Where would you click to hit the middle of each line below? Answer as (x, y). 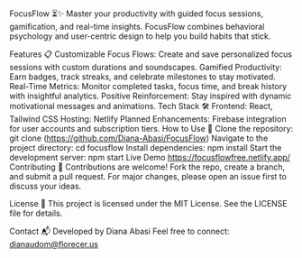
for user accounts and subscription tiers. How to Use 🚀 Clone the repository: (151, 129)
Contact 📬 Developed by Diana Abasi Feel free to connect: (119, 231)
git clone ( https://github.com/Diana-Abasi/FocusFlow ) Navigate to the (139, 138)
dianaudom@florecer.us (54, 244)
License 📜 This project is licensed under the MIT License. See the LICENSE (149, 203)
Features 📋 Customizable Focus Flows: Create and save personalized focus (151, 54)
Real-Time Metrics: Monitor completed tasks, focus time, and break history (148, 86)
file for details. (36, 213)
